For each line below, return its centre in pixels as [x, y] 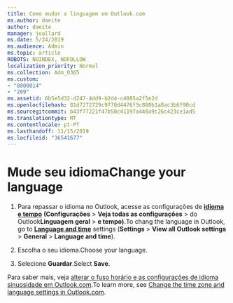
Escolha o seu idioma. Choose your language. [83, 250]
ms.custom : [23, 79]
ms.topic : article [34, 53]
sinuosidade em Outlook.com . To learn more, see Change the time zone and [116, 285]
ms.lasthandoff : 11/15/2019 [48, 131]
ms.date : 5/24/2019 [36, 40]
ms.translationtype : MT [42, 118]
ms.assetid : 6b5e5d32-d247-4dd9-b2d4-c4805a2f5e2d [83, 99]
